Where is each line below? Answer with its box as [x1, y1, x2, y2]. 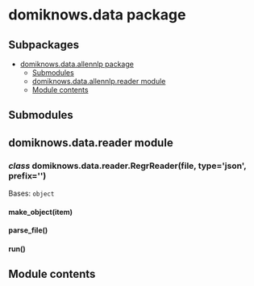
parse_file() [8, 225, 48, 235]
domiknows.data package [8, 6, 186, 24]
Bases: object [8, 188, 55, 199]
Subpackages [8, 38, 79, 52]
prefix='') [8, 170, 47, 181]
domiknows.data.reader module [8, 136, 173, 149]
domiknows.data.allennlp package [19, 59, 135, 69]
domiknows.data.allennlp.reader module [31, 77, 166, 86]
